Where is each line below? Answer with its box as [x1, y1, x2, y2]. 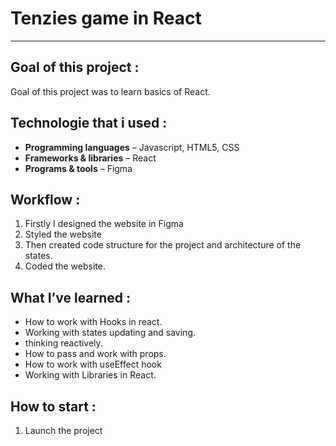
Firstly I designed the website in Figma [24, 218, 184, 230]
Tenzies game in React [10, 7, 202, 30]
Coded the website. [24, 260, 106, 272]
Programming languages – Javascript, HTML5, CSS [24, 141, 240, 153]
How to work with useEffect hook [24, 358, 162, 371]
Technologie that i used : [10, 115, 168, 132]
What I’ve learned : [10, 289, 132, 306]
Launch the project [24, 425, 103, 436]
